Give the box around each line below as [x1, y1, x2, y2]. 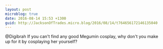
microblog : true [5, 12, 38, 16]
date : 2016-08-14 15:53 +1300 [5, 16, 67, 21]
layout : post [5, 7, 32, 12]
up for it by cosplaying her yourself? [5, 39, 78, 45]
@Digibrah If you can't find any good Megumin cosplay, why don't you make [5, 34, 159, 39]
